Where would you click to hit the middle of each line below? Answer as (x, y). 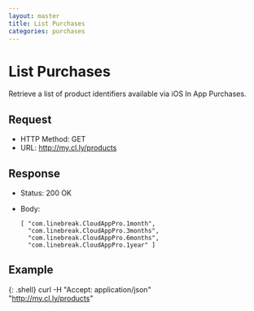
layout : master (34, 16)
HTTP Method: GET (53, 139)
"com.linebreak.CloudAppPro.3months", (94, 230)
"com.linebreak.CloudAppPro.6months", (94, 238)
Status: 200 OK (46, 193)
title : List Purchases (47, 24)
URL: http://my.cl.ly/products (68, 148)
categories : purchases (47, 31)
